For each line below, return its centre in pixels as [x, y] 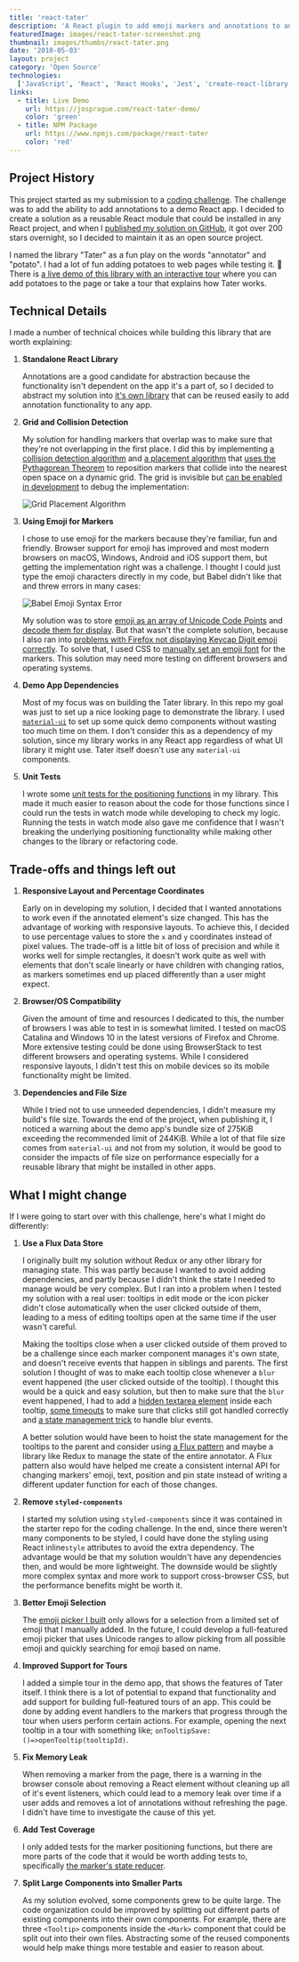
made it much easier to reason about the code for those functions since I [155, 804]
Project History [52, 178]
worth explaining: [41, 342]
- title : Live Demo [53, 100]
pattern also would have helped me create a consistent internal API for [151, 1465]
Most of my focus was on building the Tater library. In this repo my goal [153, 703]
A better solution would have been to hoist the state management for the [155, 1437]
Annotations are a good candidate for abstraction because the [136, 376]
